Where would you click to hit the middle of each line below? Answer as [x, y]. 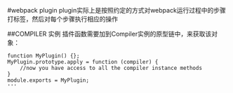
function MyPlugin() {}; [44, 56]
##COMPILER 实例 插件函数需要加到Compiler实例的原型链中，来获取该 [109, 34]
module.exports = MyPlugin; [48, 80]
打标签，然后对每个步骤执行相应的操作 [62, 19]
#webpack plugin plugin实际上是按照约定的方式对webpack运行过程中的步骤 [117, 10]
